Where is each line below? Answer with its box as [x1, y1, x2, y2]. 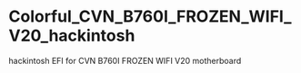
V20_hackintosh [8, 25, 135, 46]
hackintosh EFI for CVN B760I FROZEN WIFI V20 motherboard [8, 55, 242, 66]
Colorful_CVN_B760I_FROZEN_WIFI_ [8, 6, 292, 27]
